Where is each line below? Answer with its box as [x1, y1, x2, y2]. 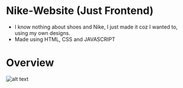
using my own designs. [14, 29, 71, 36]
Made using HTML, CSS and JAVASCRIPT [14, 36, 116, 43]
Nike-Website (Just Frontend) [6, 4, 154, 17]
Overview [6, 57, 54, 69]
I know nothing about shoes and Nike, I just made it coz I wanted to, [14, 23, 178, 30]
